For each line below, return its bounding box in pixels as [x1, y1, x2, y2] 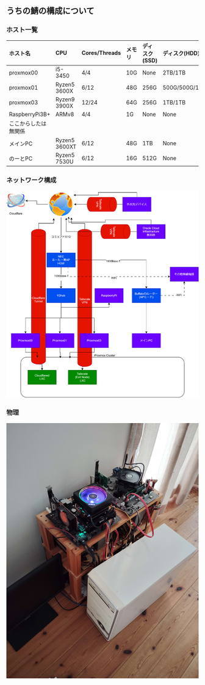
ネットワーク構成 [6, 176, 57, 184]
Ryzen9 [56, 95, 75, 103]
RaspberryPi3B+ [9, 111, 51, 118]
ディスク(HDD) [162, 49, 200, 57]
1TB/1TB [162, 99, 186, 106]
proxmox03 [9, 99, 38, 106]
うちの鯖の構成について [6, 5, 95, 16]
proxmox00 [9, 69, 38, 76]
